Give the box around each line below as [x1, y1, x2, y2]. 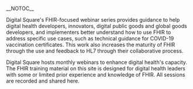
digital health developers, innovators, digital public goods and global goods [6, 23, 187, 29]
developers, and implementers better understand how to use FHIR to [6, 29, 171, 36]
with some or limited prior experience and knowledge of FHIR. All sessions [6, 71, 185, 78]
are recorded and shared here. [6, 77, 80, 84]
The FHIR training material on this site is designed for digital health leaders [6, 65, 186, 72]
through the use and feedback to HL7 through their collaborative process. [6, 47, 184, 54]
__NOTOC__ [6, 5, 34, 12]
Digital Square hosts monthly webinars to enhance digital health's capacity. [6, 59, 188, 66]
